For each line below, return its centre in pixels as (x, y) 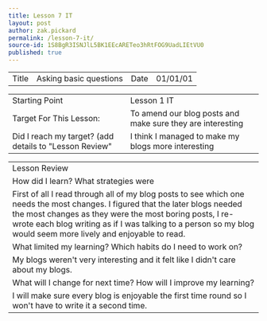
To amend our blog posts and (185, 114)
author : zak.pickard (43, 30)
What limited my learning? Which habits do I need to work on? (128, 247)
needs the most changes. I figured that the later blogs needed (127, 204)
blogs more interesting (172, 146)
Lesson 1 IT (152, 100)
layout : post (30, 23)
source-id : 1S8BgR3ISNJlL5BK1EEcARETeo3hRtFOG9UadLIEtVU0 (106, 45)
